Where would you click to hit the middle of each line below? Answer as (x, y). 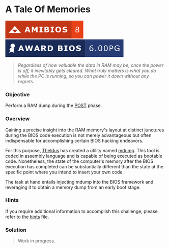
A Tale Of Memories (48, 9)
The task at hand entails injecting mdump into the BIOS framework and (79, 182)
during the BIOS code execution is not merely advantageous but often (78, 135)
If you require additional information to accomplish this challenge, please (81, 211)
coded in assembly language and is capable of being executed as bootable (84, 156)
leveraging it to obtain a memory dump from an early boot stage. (73, 187)
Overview (18, 119)
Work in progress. (36, 241)
